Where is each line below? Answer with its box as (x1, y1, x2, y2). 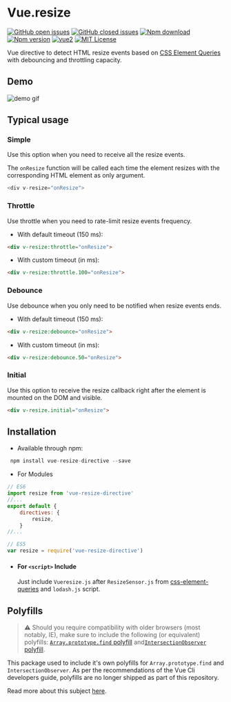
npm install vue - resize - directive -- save (10, 457, 131, 464)
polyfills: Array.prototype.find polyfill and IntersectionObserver (23, 638, 207, 647)
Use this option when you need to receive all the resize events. (7, 151, 185, 159)
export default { (7, 502, 57, 509)
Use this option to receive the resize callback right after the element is (7, 386, 207, 395)
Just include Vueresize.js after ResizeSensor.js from (17, 578, 169, 586)
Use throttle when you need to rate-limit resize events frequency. (7, 216, 192, 225)
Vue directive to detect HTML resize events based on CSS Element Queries (7, 48, 221, 57)
